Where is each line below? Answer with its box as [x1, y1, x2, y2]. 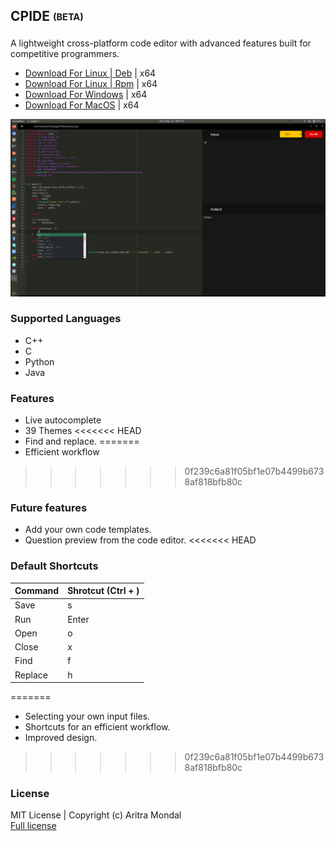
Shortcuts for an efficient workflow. [24, 721, 171, 733]
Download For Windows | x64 [24, 89, 148, 100]
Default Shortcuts [10, 559, 99, 573]
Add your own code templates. [24, 524, 152, 536]
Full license [10, 820, 57, 832]
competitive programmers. [10, 48, 120, 59]
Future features [10, 501, 88, 515]
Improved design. [24, 732, 98, 744]
